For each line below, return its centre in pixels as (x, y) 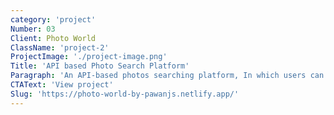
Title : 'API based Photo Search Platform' (100, 66)
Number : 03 (33, 29)
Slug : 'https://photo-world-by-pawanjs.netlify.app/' (125, 94)
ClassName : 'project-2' (60, 47)
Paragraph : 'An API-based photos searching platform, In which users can (167, 76)
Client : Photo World (53, 38)
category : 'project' (53, 19)
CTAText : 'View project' (62, 85)
